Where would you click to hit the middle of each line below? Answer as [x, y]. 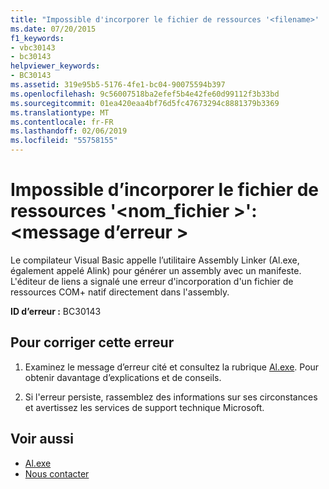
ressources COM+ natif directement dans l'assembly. [120, 292]
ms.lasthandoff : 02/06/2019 [69, 131]
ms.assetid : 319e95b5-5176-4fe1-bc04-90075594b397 [118, 85]
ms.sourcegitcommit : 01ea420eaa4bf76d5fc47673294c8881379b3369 [145, 103]
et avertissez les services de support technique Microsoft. [144, 407]
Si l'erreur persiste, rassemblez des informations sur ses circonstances [171, 397]
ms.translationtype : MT [60, 112]
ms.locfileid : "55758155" [64, 141]
